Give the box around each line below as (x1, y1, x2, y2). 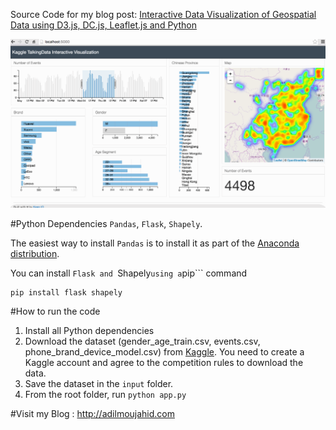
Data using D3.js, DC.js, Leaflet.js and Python (10, 19, 197, 31)
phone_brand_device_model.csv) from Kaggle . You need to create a (24, 346, 305, 358)
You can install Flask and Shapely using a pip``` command (10, 267, 248, 279)
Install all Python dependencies (24, 325, 155, 337)
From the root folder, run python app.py (24, 389, 187, 401)
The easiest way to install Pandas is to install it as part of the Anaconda (10, 237, 300, 249)
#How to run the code (10, 305, 101, 318)
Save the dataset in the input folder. (24, 378, 174, 390)
